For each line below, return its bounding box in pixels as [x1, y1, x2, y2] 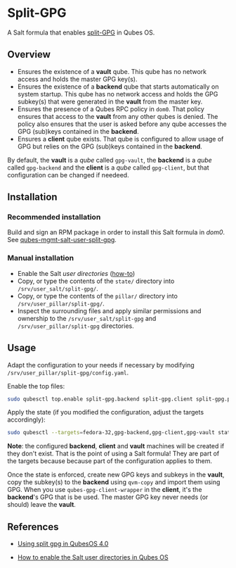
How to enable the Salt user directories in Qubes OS [17, 553, 169, 562]
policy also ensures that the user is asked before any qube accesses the [17, 120, 227, 128]
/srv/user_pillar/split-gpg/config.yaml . [7, 368, 129, 377]
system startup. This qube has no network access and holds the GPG [17, 89, 218, 98]
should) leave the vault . [7, 500, 76, 509]
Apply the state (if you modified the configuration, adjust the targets [7, 408, 204, 417]
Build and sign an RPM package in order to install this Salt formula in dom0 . [7, 228, 225, 236]
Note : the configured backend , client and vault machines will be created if [7, 442, 225, 450]
